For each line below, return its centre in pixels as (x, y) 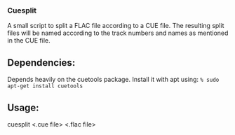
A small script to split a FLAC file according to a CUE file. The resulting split (116, 26)
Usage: (23, 107)
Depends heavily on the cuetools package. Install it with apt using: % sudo (113, 80)
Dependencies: (41, 63)
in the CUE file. (29, 41)
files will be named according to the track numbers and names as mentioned (118, 33)
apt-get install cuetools (45, 86)
